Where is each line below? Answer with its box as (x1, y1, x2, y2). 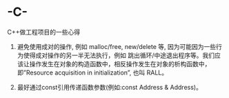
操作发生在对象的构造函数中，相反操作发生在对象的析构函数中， (29, 59, 211, 68)
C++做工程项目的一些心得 (7, 28, 81, 36)
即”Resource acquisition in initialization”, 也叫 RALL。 (17, 68, 168, 77)
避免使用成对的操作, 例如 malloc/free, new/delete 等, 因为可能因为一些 (17, 42, 217, 50)
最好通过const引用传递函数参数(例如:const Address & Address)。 (17, 83, 202, 91)
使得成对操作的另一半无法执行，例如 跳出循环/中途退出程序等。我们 (23, 51, 215, 59)
